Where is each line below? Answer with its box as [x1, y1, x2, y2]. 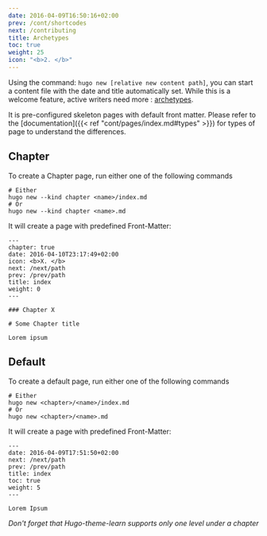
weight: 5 [8, 484, 41, 492]
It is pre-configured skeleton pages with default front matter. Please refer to [8, 110, 257, 119]
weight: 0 [8, 285, 41, 293]
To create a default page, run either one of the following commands [8, 376, 230, 386]
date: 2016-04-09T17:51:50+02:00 [8, 449, 119, 457]
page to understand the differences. [8, 126, 126, 136]
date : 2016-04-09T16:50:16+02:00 [8, 11, 119, 20]
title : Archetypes [8, 33, 69, 42]
